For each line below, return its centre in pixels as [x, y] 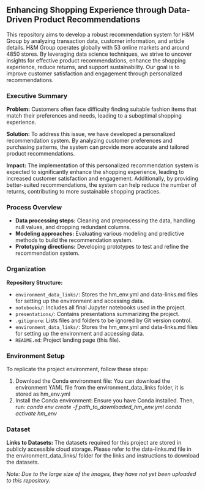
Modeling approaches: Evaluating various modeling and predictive [100, 234]
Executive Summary [37, 96]
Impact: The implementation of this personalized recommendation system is [102, 165]
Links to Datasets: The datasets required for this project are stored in [94, 443]
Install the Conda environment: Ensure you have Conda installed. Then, [105, 400]
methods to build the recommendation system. [74, 240]
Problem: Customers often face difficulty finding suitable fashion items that [102, 109]
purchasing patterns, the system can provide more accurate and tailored [98, 147]
